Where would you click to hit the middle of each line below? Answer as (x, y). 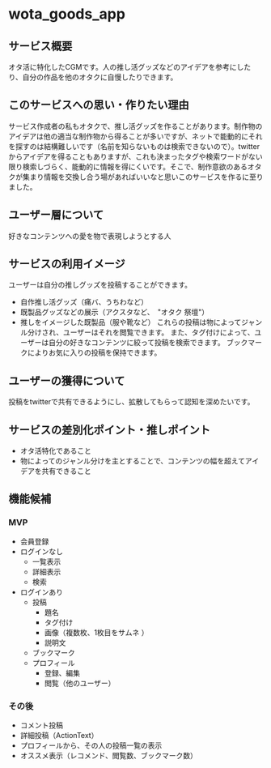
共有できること (66, 471)
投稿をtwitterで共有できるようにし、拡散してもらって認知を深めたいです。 (131, 402)
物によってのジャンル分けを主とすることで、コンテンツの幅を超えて (132, 461)
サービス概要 (40, 46)
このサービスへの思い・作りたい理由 (99, 105)
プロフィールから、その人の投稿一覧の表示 (91, 745)
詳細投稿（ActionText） (59, 736)
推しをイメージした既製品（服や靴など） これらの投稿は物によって (131, 322)
